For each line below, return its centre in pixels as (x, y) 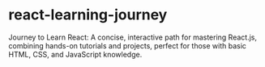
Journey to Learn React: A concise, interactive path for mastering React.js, (133, 37)
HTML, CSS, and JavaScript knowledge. (75, 54)
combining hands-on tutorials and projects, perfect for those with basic (128, 45)
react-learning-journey (88, 15)
